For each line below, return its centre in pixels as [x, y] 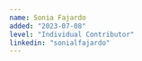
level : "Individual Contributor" [72, 34]
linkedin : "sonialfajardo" [60, 43]
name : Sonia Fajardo [48, 17]
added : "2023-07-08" [48, 26]
